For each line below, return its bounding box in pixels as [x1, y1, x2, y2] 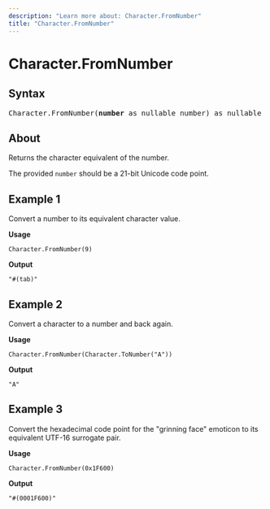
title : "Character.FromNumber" [8, 20, 115, 28]
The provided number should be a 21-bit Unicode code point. [8, 168, 209, 179]
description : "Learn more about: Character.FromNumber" [8, 11, 202, 20]
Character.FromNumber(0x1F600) [8, 464, 115, 472]
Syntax [8, 87, 46, 101]
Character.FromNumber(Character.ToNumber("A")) [8, 350, 173, 359]
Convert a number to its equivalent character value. [8, 214, 181, 224]
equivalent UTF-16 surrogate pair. [8, 433, 121, 442]
